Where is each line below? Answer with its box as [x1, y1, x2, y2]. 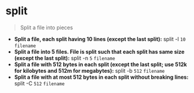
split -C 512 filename [14, 79, 65, 87]
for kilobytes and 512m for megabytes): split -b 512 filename [14, 67, 165, 74]
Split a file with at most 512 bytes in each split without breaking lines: [14, 73, 189, 80]
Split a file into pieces [20, 24, 73, 31]
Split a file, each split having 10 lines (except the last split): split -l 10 [14, 35, 186, 42]
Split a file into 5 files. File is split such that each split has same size [14, 48, 185, 55]
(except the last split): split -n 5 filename [14, 54, 115, 61]
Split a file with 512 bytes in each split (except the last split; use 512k [14, 61, 187, 68]
